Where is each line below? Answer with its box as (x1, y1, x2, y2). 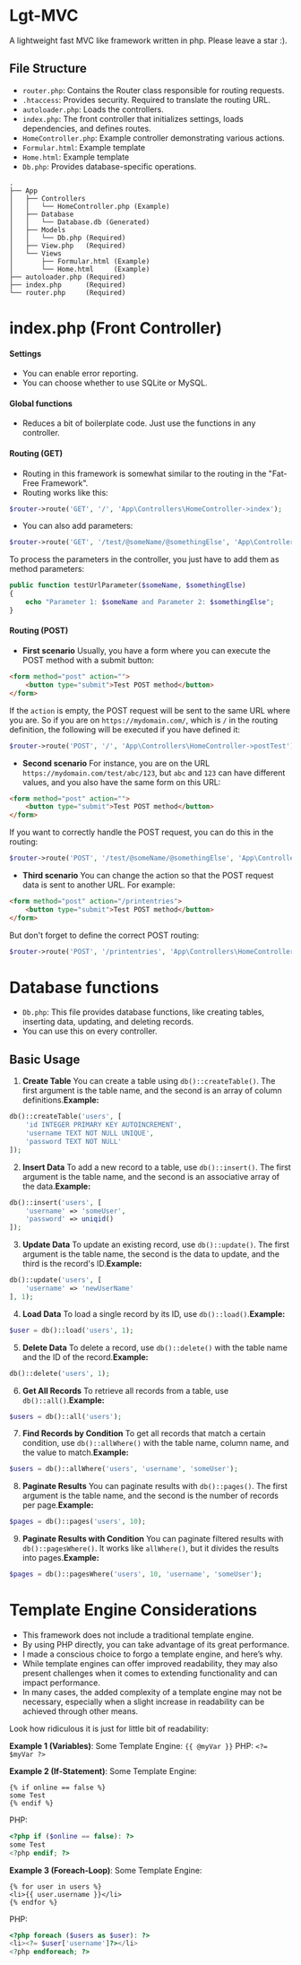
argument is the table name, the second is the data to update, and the (21, 1249, 280, 1260)
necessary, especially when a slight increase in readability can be (21, 1696, 265, 1707)
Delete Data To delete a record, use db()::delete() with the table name (21, 1342, 288, 1353)
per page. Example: (21, 1500, 94, 1511)
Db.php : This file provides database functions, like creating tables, (21, 1007, 264, 1017)
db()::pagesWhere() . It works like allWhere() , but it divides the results (21, 1543, 279, 1554)
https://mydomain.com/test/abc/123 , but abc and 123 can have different (21, 767, 286, 778)
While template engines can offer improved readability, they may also (21, 1658, 278, 1668)
